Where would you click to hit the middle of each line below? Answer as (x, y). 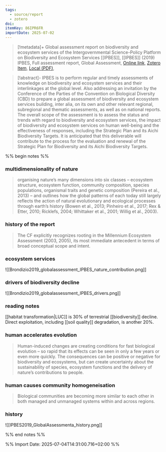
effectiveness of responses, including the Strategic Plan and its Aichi (87, 131)
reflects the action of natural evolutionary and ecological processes (86, 201)
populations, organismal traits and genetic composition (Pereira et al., (88, 190)
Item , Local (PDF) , (36, 68)
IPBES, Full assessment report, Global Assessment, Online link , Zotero (89, 63)
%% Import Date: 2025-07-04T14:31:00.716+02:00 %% (62, 444)
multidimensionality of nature (42, 169)
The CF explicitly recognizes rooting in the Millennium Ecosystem (84, 235)
